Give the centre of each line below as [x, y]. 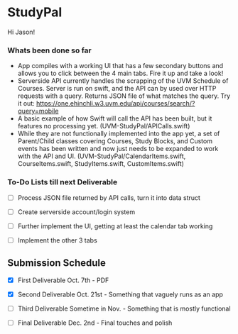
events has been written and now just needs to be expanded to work [118, 149]
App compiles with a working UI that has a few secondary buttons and [120, 66]
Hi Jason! [21, 32]
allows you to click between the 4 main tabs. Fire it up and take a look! [120, 73]
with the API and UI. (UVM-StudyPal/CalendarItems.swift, [102, 156]
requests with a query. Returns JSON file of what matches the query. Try [124, 96]
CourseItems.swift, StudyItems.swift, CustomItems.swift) [101, 164]
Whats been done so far [49, 50]
